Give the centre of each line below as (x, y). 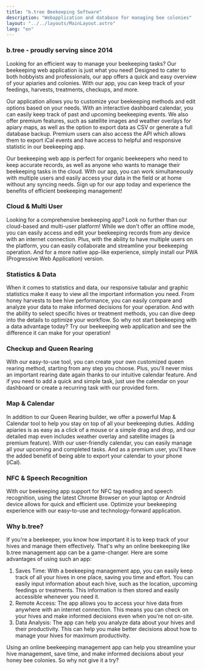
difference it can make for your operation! (58, 333)
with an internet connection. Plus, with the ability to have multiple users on (100, 239)
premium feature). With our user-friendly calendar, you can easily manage (99, 443)
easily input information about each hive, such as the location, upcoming (106, 584)
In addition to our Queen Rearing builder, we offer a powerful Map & (91, 417)
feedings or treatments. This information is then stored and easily (97, 590)
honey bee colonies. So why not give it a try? (63, 660)
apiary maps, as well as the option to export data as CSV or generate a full (100, 127)
